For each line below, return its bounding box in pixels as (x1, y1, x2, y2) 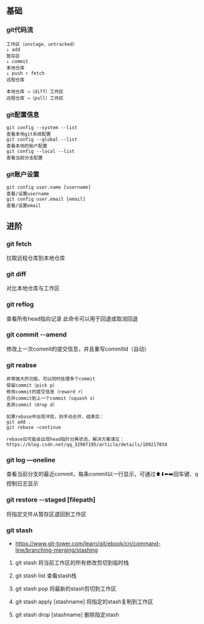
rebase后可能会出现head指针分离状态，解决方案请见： (6, 436, 125, 442)
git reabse (6, 360, 37, 369)
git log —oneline (6, 456, 56, 464)
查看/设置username (6, 191, 49, 197)
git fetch (6, 239, 32, 248)
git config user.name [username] (6, 184, 91, 191)
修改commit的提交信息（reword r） (6, 389, 86, 395)
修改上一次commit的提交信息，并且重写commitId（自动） (6, 345, 150, 352)
